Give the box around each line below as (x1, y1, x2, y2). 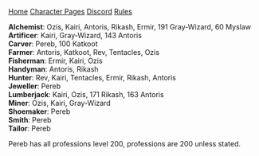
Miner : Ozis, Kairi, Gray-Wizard (8, 99, 111, 107)
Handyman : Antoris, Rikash (8, 64, 99, 74)
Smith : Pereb (8, 115, 52, 124)
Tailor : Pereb (8, 123, 52, 133)
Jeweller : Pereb (8, 81, 61, 91)
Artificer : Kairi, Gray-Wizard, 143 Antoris (8, 31, 142, 40)
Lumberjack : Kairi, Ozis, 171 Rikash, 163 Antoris (8, 90, 165, 99)
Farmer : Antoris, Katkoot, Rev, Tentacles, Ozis (8, 48, 160, 57)
